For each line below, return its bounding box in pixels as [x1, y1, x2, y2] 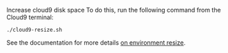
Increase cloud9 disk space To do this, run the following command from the [6, 6, 221, 14]
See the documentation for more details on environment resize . [6, 39, 186, 47]
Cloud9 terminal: [6, 13, 54, 21]
